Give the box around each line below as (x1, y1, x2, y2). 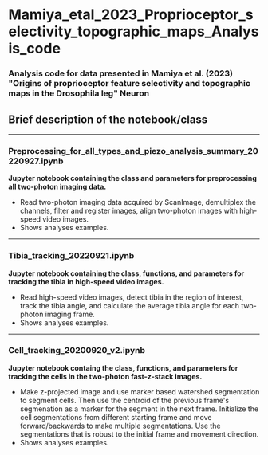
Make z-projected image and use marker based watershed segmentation (19, 386, 260, 396)
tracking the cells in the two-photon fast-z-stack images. (8, 371, 203, 381)
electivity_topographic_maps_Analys (8, 22, 259, 41)
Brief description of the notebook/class (8, 112, 208, 126)
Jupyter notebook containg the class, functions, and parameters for (8, 363, 238, 372)
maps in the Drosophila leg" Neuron (8, 88, 150, 99)
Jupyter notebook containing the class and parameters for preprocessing (8, 174, 258, 183)
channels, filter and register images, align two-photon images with (19, 206, 238, 216)
